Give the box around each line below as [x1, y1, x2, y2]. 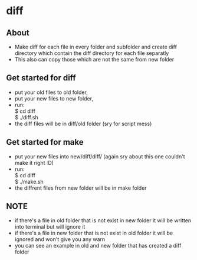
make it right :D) [14, 159, 54, 166]
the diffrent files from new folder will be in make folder [14, 184, 147, 191]
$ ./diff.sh [14, 113, 38, 121]
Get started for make [6, 137, 84, 147]
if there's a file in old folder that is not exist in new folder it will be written [14, 217, 192, 224]
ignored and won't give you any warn [14, 236, 106, 243]
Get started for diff [6, 73, 76, 83]
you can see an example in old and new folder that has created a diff [14, 242, 182, 249]
